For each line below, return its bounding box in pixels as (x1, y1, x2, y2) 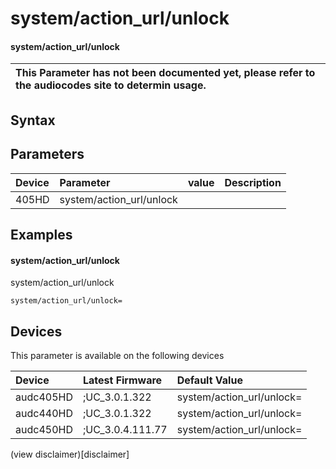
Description (224, 175, 282, 189)
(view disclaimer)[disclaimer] (10, 448, 130, 460)
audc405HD (15, 390, 73, 404)
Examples (10, 226, 73, 243)
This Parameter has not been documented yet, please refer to (15, 66, 316, 80)
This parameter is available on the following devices (10, 350, 225, 361)
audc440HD (15, 407, 73, 420)
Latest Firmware (82, 373, 163, 387)
